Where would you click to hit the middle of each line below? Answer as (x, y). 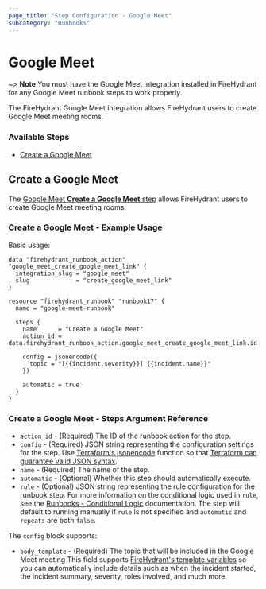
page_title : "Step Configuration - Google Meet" (90, 15)
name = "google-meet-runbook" (65, 308)
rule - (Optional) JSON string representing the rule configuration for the (137, 486)
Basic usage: (29, 245)
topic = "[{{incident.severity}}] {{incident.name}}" (120, 364)
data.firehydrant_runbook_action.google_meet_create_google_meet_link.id (133, 343)
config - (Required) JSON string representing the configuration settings (137, 444)
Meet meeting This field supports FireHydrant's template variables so (133, 560)
